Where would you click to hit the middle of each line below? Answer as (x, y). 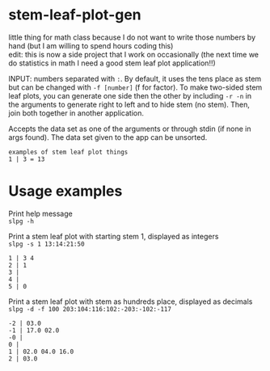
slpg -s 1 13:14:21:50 (46, 244)
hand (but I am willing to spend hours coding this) (91, 45)
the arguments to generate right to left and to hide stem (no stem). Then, (129, 104)
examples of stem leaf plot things (68, 152)
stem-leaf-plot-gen (75, 15)
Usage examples (65, 191)
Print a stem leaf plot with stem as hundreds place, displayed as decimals (131, 301)
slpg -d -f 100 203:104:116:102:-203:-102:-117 (90, 309)
